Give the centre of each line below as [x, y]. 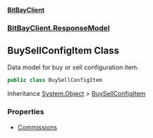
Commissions [37, 127]
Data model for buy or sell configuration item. [73, 67]
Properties [26, 112]
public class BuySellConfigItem [55, 81]
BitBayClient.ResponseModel [59, 28]
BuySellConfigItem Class [63, 50]
